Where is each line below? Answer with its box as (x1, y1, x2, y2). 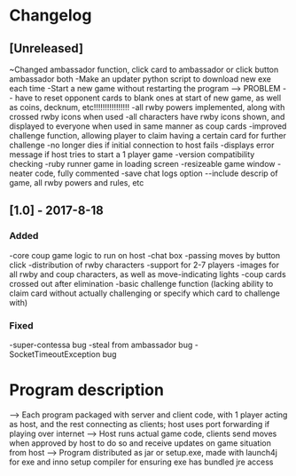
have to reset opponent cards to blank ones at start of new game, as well (14, 92, 282, 103)
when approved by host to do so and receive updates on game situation (9, 437, 272, 448)
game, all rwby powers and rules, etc (9, 178, 144, 187)
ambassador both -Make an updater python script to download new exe (9, 74, 272, 84)
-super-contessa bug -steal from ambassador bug (9, 339, 193, 350)
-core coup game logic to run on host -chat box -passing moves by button (9, 250, 281, 260)
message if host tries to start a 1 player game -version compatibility (9, 149, 255, 160)
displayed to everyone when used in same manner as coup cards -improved (9, 121, 287, 131)
